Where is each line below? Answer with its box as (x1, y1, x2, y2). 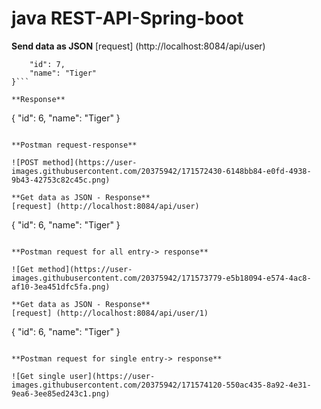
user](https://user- (69, 371, 156, 381)
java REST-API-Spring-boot (11, 7, 244, 30)
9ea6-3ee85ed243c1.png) (11, 388, 111, 399)
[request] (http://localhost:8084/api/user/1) (11, 308, 209, 318)
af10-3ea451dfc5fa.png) (11, 282, 111, 292)
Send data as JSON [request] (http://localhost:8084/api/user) (11, 40, 266, 52)
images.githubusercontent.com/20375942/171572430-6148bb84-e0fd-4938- (11, 166, 312, 176)
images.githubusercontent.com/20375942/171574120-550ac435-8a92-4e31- (11, 380, 312, 390)
